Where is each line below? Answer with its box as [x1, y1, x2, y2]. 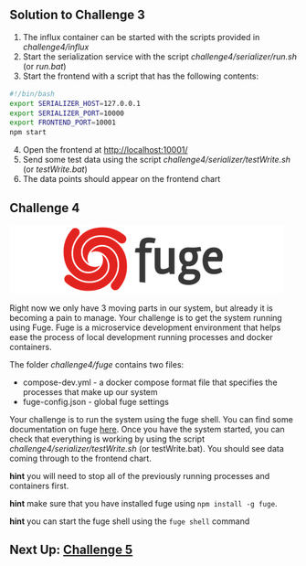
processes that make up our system [22, 387, 158, 397]
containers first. [9, 480, 69, 491]
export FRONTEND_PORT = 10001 [9, 118, 117, 127]
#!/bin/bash [9, 89, 55, 99]
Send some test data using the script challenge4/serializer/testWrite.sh [22, 155, 290, 166]
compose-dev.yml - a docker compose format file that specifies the [22, 377, 278, 388]
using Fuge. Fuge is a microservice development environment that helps [9, 322, 281, 333]
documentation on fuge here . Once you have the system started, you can [9, 424, 285, 434]
